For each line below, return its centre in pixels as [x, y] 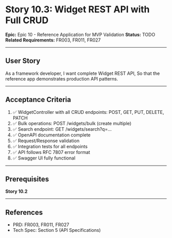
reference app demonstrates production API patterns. [62, 78]
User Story [23, 61]
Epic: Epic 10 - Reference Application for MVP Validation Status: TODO [80, 34]
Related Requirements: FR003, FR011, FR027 [53, 40]
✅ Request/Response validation [46, 141]
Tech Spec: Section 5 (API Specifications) [57, 230]
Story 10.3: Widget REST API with [78, 9]
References [24, 212]
